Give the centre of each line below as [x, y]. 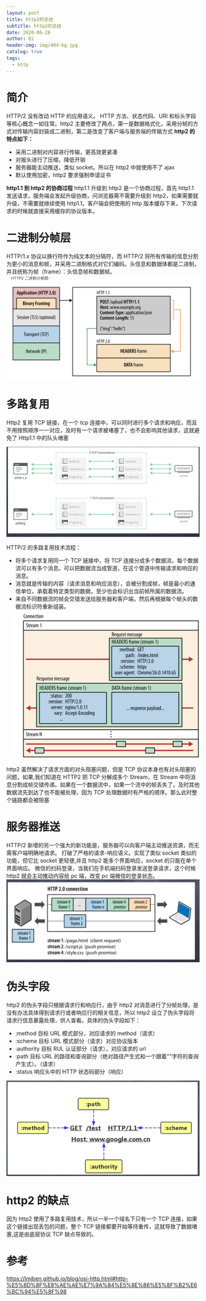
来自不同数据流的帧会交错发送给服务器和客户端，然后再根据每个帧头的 [104, 599]
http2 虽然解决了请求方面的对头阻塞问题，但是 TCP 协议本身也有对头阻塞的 [101, 769]
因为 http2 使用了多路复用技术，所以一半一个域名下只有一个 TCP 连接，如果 [102, 1219]
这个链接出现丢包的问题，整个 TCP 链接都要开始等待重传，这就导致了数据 [99, 1227]
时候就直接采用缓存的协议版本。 [57, 211]
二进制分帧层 [39, 238]
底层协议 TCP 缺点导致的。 [63, 1234]
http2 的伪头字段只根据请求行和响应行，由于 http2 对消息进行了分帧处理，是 [102, 1005]
